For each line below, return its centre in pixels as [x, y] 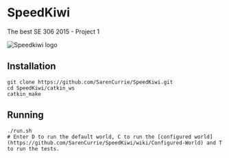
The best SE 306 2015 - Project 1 [53, 31]
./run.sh [20, 131]
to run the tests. [33, 148]
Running [26, 115]
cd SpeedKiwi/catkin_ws [41, 88]
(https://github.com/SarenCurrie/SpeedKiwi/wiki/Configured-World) [106, 143]
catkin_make [24, 94]
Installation [32, 66]
